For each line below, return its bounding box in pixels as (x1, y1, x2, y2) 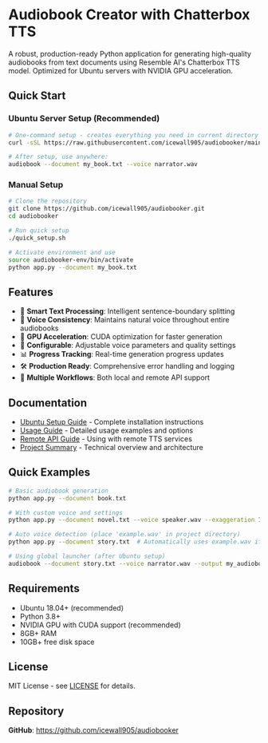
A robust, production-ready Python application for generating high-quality (8, 49, 251, 58)
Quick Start (8, 89, 66, 103)
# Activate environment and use (8, 248, 116, 256)
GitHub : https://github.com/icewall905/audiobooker (8, 725, 179, 735)
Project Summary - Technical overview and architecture (19, 443, 203, 453)
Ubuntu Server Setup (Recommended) (8, 113, 160, 124)
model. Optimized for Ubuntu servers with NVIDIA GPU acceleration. (8, 65, 234, 75)
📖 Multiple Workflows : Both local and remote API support (19, 373, 210, 382)
